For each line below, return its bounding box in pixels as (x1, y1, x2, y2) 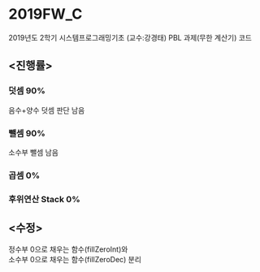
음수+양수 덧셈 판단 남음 (8, 105, 85, 114)
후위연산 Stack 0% (8, 193, 80, 205)
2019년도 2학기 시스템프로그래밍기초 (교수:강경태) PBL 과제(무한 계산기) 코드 (8, 32, 252, 42)
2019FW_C (8, 5, 83, 24)
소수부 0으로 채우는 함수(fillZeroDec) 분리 (8, 254, 142, 264)
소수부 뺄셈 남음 (8, 147, 59, 157)
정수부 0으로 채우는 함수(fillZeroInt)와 (8, 244, 128, 254)
